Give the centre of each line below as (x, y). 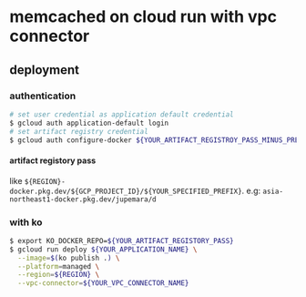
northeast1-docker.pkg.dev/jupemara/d (83, 199)
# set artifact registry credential (79, 131)
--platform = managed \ (59, 266)
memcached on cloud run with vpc (143, 17)
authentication (43, 96)
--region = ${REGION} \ (59, 275)
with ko (26, 222)
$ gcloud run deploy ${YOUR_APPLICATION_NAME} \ (103, 249)
